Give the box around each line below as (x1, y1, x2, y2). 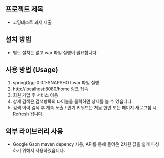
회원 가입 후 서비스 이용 (12, 92, 59, 98)
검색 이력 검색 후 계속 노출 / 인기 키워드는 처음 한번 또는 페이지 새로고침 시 (12, 105, 157, 111)
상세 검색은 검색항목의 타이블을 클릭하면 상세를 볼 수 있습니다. (12, 98, 133, 104)
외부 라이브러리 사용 (5, 127, 63, 135)
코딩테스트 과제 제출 (12, 19, 52, 25)
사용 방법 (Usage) (5, 66, 59, 74)
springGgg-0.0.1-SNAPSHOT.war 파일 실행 (12, 80, 99, 86)
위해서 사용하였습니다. (22, 147, 65, 154)
